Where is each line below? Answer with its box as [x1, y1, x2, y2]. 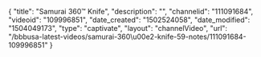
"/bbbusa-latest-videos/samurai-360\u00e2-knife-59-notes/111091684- [8, 32, 247, 41]
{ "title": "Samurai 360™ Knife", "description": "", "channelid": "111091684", [8, 7, 254, 16]
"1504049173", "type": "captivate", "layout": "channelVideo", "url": [8, 24, 227, 32]
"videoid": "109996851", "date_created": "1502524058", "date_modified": [8, 15, 251, 25]
